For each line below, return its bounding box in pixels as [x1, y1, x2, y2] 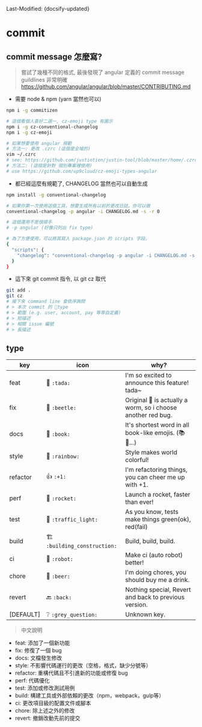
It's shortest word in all [125, 421, 189, 429]
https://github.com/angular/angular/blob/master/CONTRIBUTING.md [20, 83, 191, 90]
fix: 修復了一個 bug [14, 647, 62, 654]
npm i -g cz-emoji [6, 129, 52, 135]
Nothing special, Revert [125, 586, 191, 594]
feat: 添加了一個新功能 [14, 639, 70, 646]
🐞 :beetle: [46, 403, 77, 412]
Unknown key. [125, 610, 165, 619]
